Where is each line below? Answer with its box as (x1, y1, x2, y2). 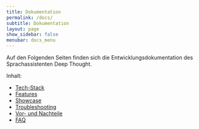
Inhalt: (6, 72, 23, 79)
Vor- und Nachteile (15, 110, 63, 117)
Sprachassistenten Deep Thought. (6, 60, 93, 68)
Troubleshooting (15, 103, 57, 110)
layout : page (6, 26, 40, 32)
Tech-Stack (15, 84, 44, 91)
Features (15, 91, 38, 97)
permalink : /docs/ (6, 15, 53, 21)
